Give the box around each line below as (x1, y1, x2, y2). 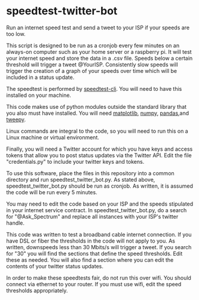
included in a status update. (6, 74, 75, 81)
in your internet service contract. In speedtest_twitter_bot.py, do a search (6, 206, 187, 213)
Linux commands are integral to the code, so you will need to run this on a (6, 127, 188, 134)
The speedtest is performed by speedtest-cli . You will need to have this (6, 85, 182, 92)
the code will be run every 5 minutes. (6, 188, 97, 195)
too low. (6, 30, 26, 37)
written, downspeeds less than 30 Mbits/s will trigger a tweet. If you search (6, 243, 192, 250)
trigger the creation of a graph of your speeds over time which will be (6, 67, 177, 74)
